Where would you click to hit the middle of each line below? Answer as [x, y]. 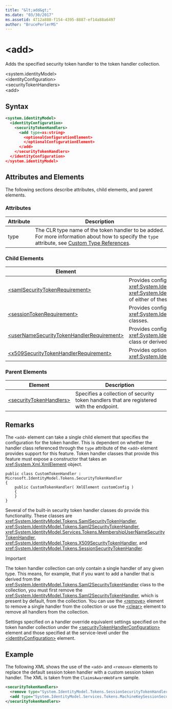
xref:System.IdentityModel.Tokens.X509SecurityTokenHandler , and [76, 543]
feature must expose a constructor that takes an [56, 459]
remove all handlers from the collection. [47, 612]
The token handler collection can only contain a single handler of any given [84, 568]
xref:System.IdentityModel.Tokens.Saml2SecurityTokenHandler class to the [85, 585]
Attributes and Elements [45, 177]
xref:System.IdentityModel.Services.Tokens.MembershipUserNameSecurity [85, 532]
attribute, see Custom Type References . [83, 243]
